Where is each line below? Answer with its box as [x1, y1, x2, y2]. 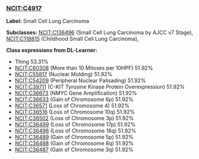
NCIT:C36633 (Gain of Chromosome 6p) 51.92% [14, 96, 134, 103]
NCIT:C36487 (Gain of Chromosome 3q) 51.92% [14, 146, 134, 153]
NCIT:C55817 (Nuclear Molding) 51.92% [14, 71, 113, 78]
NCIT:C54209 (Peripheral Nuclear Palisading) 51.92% [14, 77, 147, 84]
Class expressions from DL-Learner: [6, 47, 97, 54]
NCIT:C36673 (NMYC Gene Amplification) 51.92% [14, 90, 138, 97]
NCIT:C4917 [6, 4, 42, 12]
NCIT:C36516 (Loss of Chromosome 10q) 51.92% [14, 108, 135, 116]
